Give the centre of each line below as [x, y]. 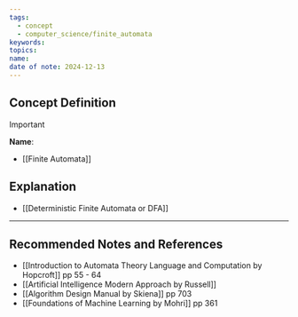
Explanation [43, 187]
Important [27, 124]
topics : [24, 51]
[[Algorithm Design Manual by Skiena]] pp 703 [107, 294]
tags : [19, 17]
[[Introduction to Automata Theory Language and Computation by [142, 265]
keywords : [27, 42]
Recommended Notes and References [116, 244]
